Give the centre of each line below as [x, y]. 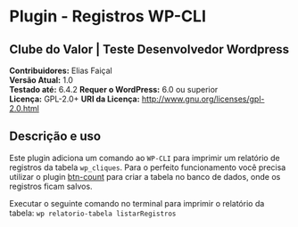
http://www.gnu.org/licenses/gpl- [203, 99]
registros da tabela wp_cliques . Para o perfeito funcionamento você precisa [148, 167]
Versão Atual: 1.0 [41, 80]
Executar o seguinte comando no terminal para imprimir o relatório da [137, 203]
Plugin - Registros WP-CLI [108, 16]
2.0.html [25, 108]
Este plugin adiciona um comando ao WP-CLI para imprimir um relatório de [145, 158]
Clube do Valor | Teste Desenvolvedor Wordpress [149, 49]
